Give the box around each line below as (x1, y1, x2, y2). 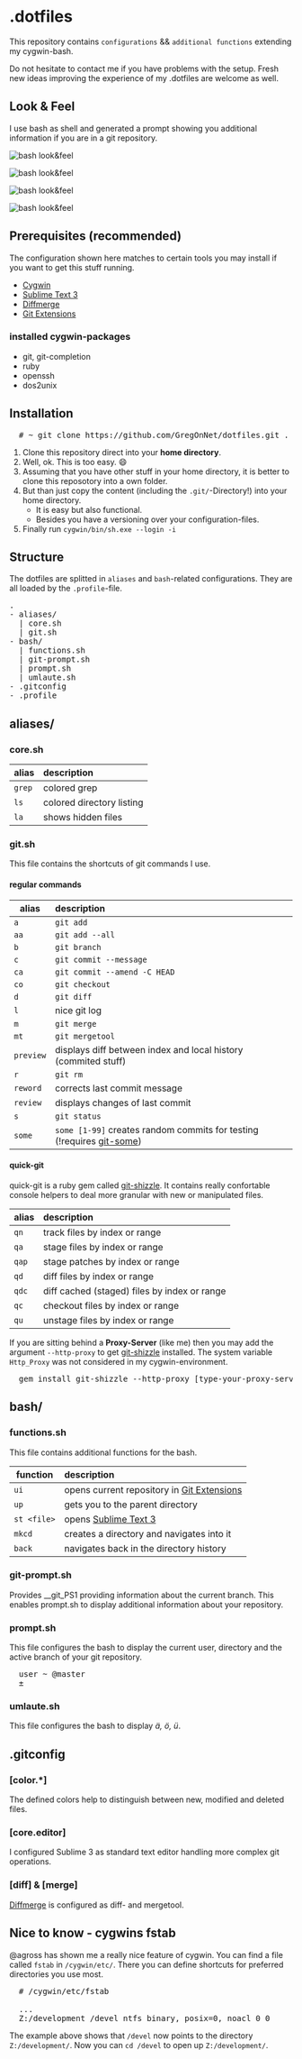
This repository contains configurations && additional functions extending (9, 36, 292, 47)
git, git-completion (22, 351, 92, 361)
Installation (9, 406, 74, 421)
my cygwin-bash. (9, 45, 74, 56)
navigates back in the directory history (64, 1542, 226, 1554)
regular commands (9, 879, 83, 890)
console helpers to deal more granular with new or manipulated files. (9, 1189, 263, 1200)
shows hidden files (43, 811, 123, 824)
